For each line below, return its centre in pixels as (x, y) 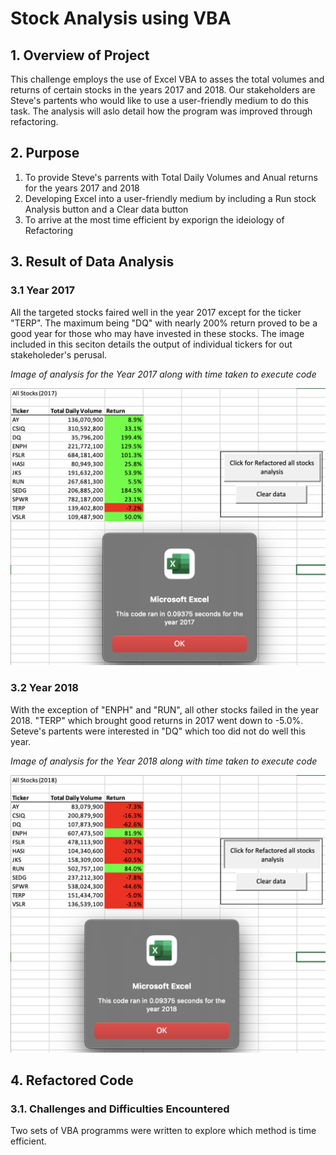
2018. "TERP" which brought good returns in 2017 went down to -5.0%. (157, 720)
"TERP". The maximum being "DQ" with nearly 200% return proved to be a (164, 323)
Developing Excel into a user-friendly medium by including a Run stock (170, 198)
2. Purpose (45, 153)
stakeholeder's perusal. (59, 354)
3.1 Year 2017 (43, 290)
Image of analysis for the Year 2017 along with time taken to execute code (163, 374)
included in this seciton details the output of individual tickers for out (151, 344)
